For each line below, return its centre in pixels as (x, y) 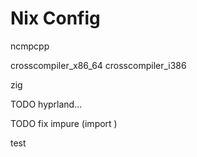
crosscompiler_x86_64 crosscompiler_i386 (98, 65)
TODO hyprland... (46, 104)
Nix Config (55, 18)
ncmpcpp (30, 46)
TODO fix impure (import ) (64, 123)
